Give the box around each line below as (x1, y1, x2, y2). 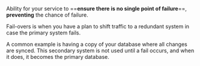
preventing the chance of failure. (6, 11, 88, 18)
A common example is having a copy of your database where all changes (6, 41, 187, 48)
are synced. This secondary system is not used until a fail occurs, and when (6, 47, 195, 54)
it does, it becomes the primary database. (6, 54, 110, 60)
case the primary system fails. (6, 29, 81, 36)
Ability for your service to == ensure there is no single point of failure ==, (6, 5, 187, 12)
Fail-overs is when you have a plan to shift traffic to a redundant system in (6, 23, 190, 30)
